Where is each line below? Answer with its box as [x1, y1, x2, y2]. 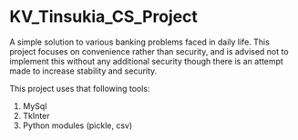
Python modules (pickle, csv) [22, 120, 133, 131]
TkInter [22, 110, 50, 121]
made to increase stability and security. [9, 65, 158, 76]
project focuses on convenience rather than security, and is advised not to [9, 45, 289, 56]
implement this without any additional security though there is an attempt [9, 55, 284, 66]
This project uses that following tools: [9, 83, 150, 94]
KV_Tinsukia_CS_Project [9, 6, 199, 27]
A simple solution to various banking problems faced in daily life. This [9, 36, 271, 47]
